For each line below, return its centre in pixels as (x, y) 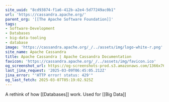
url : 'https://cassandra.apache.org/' (46, 15)
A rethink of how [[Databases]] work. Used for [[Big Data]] (66, 94)
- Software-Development (30, 29)
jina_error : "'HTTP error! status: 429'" (49, 75)
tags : (11, 24)
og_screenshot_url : (26, 66)
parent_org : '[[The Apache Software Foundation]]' (59, 19)
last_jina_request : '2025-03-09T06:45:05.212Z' (56, 71)
